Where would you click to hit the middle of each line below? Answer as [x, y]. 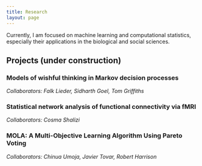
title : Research [27, 12]
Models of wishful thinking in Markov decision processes [92, 78]
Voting [16, 144]
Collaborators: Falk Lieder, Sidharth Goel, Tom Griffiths [75, 91]
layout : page [23, 18]
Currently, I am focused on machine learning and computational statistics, [99, 35]
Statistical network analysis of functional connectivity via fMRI [101, 107]
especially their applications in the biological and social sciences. [88, 41]
